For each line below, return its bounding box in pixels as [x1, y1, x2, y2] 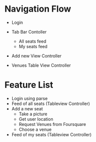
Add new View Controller [11, 53, 62, 59]
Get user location [18, 116, 54, 122]
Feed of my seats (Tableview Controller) [11, 131, 92, 137]
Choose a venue [18, 126, 52, 132]
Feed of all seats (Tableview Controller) [11, 101, 90, 106]
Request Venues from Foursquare [18, 121, 86, 127]
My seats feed [18, 43, 48, 49]
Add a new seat [11, 106, 43, 111]
